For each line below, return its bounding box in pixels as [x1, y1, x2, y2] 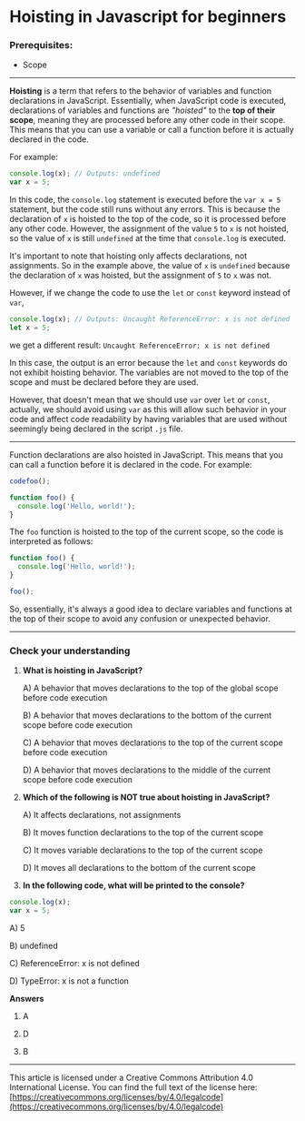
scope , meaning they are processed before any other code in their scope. [9, 115, 286, 126]
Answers [9, 994, 44, 1005]
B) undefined [9, 940, 59, 952]
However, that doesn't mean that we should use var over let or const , [9, 394, 271, 405]
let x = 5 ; [9, 323, 51, 333]
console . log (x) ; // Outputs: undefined [9, 169, 161, 178]
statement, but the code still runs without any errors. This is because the [9, 204, 280, 215]
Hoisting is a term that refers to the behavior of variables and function [9, 86, 272, 96]
